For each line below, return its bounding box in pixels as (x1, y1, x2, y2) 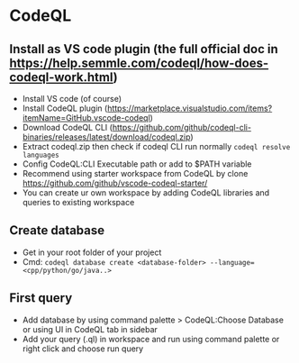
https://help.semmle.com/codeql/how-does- (9, 55, 269, 70)
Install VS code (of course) (22, 94, 122, 104)
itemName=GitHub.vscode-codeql (22, 113, 150, 123)
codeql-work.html (9, 69, 114, 85)
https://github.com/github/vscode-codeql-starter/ (22, 177, 208, 188)
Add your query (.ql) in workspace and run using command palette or (22, 333, 280, 344)
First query (9, 290, 73, 306)
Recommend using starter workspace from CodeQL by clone (22, 168, 249, 178)
